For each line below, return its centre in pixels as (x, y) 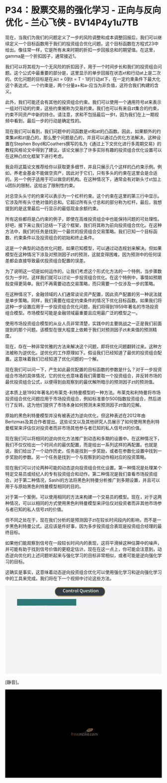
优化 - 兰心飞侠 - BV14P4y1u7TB (72, 23)
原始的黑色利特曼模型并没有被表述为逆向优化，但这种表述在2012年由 (75, 415)
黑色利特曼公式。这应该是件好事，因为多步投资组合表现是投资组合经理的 (83, 526)
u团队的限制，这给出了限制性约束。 (42, 185)
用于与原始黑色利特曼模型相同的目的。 (44, 486)
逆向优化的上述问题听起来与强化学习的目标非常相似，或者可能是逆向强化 (83, 555)
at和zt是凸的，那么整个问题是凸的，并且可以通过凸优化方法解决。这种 (85, 137)
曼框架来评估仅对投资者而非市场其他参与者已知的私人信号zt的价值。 (75, 428)
